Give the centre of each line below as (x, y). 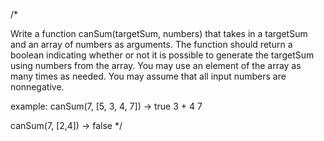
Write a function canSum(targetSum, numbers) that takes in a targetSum (159, 33)
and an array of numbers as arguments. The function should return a (151, 44)
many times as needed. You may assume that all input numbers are (148, 76)
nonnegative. (37, 87)
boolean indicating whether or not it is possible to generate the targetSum (162, 55)
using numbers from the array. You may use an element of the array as (156, 65)
